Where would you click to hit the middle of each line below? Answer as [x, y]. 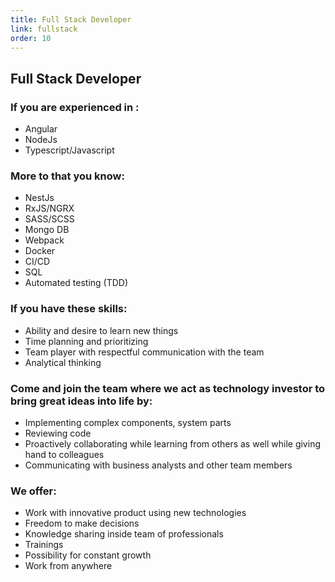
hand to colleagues [64, 454]
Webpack [44, 240]
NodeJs [41, 140]
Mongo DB [47, 230]
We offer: [33, 491]
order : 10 [31, 38]
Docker [40, 251]
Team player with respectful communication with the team [144, 352]
